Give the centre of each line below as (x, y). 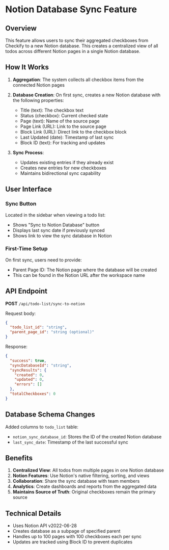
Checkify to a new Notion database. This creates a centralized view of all (82, 46)
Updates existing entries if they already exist (67, 162)
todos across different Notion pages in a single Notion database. (73, 51)
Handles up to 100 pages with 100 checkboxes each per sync (77, 537)
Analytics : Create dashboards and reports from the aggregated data (84, 487)
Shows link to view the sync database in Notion (62, 235)
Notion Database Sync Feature (71, 9)
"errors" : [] (28, 384)
